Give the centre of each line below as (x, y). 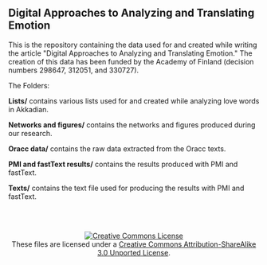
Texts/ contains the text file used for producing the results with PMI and (126, 188)
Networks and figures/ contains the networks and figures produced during (132, 125)
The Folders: (29, 85)
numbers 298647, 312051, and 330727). (74, 70)
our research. (30, 133)
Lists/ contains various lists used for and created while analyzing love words (134, 101)
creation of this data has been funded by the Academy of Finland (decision (131, 61)
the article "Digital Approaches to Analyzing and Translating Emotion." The (130, 53)
